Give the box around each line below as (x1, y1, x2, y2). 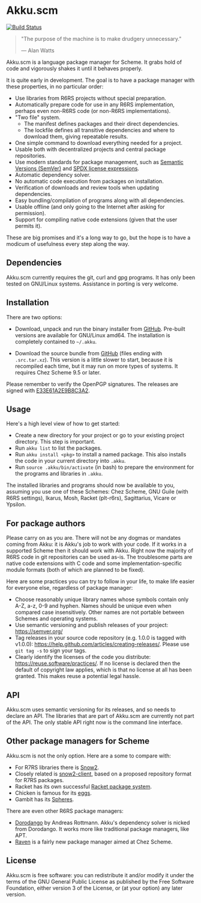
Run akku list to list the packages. (14, 444, 102, 451)
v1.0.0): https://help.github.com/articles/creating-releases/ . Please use (14, 641, 190, 648)
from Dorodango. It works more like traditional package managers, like (14, 825, 190, 833)
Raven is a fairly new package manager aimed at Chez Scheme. (14, 838, 173, 845)
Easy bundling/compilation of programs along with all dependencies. (14, 197, 185, 204)
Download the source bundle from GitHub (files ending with (14, 349, 163, 357)
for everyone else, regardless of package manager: (6, 584, 133, 592)
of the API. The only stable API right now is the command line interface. (6, 719, 183, 726)
